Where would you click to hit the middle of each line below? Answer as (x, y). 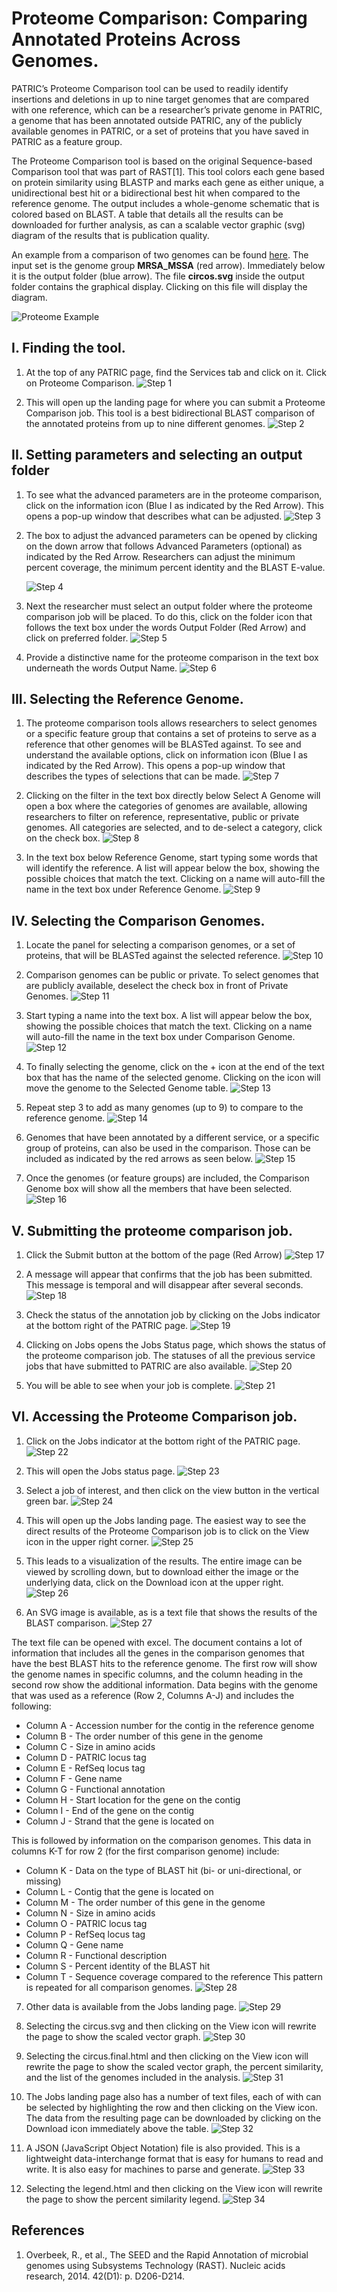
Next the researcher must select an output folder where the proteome (169, 606)
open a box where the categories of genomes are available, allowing (166, 806)
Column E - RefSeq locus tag (85, 1768)
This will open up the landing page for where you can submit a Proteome (175, 402)
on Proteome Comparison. (80, 383)
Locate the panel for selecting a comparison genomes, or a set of (160, 945)
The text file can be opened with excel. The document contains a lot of (157, 1642)
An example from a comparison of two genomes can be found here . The (160, 254)
